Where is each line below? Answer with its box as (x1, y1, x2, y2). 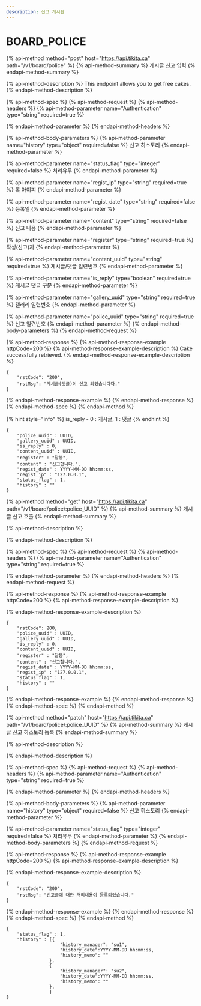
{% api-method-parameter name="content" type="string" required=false (6, 217, 187, 224)
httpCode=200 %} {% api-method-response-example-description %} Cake (6, 345, 193, 352)
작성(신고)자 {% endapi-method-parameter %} (6, 243, 120, 250)
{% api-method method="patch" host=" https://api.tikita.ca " (6, 714, 154, 721)
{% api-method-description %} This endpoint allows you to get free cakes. (6, 80, 191, 87)
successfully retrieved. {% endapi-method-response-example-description (6, 351, 190, 358)
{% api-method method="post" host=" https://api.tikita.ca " (6, 55, 151, 62)
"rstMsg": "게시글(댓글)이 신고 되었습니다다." (17, 381, 121, 387)
